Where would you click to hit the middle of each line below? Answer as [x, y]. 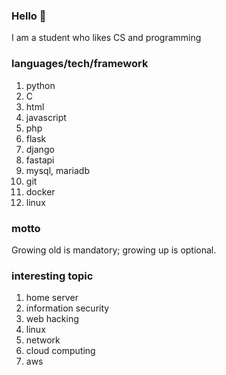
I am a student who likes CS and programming [106, 38]
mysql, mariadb [57, 170]
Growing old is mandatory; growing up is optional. [114, 250]
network [43, 340]
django [40, 149]
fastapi [40, 160]
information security [67, 308]
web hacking [52, 319]
